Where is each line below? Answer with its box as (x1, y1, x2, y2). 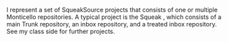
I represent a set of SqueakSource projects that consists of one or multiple (6, 6, 218, 14)
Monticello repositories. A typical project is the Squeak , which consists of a (6, 13, 222, 21)
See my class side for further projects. (6, 27, 115, 35)
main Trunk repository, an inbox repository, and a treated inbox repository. (6, 20, 218, 28)
